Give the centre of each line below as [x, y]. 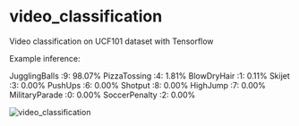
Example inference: [45, 58]
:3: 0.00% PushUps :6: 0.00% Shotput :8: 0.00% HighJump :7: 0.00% [138, 85]
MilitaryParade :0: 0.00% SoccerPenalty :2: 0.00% [103, 95]
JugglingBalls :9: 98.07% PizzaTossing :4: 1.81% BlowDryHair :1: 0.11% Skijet [150, 76]
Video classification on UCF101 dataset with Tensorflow [111, 41]
